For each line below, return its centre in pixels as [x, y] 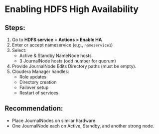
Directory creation [38, 82]
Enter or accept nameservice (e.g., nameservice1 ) [62, 45]
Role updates [33, 77]
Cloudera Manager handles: [40, 71]
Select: [19, 50]
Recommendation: [34, 108]
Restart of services [39, 93]
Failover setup [34, 87]
